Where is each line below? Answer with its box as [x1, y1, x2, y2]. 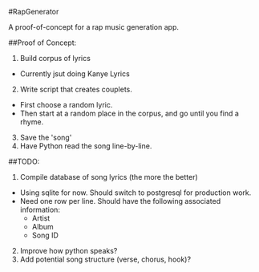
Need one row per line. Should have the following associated [19, 197, 221, 205]
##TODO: [8, 156, 40, 166]
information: [19, 205, 60, 214]
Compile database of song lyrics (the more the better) [19, 173, 198, 181]
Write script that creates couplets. [19, 84, 132, 94]
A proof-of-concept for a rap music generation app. [8, 22, 179, 31]
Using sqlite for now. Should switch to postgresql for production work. [19, 188, 252, 197]
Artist [31, 213, 51, 223]
